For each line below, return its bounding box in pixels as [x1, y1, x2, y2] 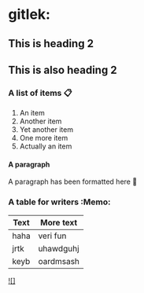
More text [40, 217, 78, 228]
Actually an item [19, 141, 72, 151]
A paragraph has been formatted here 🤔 [8, 177, 138, 186]
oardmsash [38, 255, 80, 266]
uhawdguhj [38, 243, 80, 254]
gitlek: [8, 5, 51, 24]
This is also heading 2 [8, 63, 117, 76]
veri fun [38, 230, 67, 241]
